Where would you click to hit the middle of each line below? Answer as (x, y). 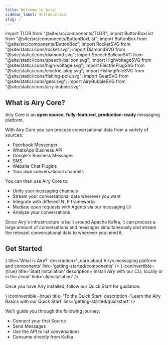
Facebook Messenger (35, 145)
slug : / (13, 19)
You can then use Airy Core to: (37, 181)
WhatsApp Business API (37, 150)
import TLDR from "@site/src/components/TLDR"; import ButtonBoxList (79, 34)
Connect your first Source (39, 321)
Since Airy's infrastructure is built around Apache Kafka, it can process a (80, 222)
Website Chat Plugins (35, 166)
